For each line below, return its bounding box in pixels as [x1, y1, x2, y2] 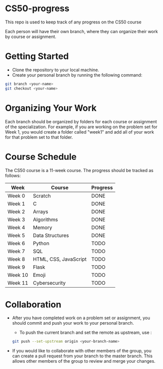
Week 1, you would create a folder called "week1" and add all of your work [5, 129, 154, 135]
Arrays [33, 208, 48, 215]
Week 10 [7, 272, 28, 278]
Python [33, 240, 50, 247]
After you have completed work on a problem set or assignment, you [12, 315, 150, 321]
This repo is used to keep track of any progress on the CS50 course [5, 19, 142, 25]
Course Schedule [5, 151, 77, 162]
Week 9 [7, 264, 25, 271]
